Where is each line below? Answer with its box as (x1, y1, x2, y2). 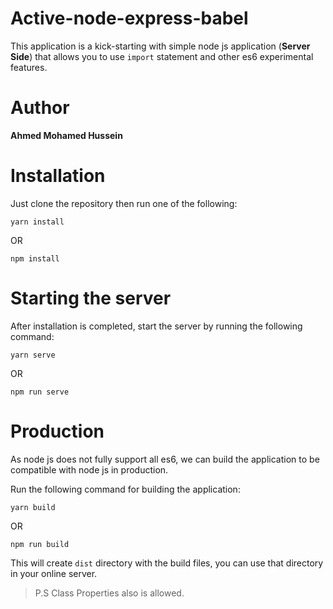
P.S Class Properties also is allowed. (34, 587, 185, 599)
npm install (10, 253, 60, 264)
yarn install (10, 217, 65, 227)
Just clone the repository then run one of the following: (10, 197, 238, 209)
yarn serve (10, 350, 56, 360)
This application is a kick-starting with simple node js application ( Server (10, 40, 311, 52)
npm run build (10, 539, 70, 549)
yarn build (10, 502, 56, 512)
